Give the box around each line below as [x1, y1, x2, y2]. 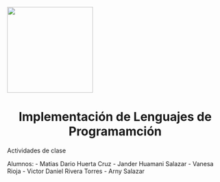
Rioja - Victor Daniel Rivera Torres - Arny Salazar [7, 167, 145, 175]
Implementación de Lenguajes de [18, 109, 212, 125]
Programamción [68, 124, 162, 139]
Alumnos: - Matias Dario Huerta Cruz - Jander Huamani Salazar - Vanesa [7, 159, 214, 168]
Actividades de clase [7, 146, 66, 155]
